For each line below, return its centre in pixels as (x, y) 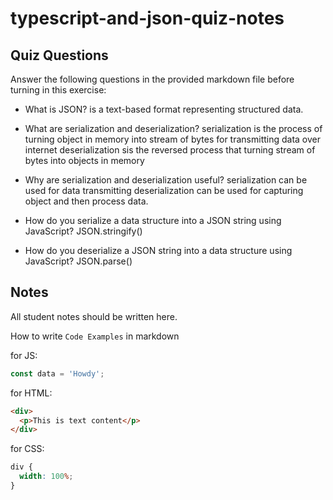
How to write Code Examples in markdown (95, 336)
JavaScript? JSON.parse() (78, 261)
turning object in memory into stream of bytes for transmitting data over (173, 139)
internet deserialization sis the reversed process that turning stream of (170, 150)
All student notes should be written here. (94, 316)
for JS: (24, 355)
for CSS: (27, 449)
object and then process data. (86, 201)
